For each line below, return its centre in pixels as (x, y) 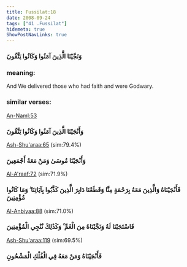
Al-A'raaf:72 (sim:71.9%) (37, 174)
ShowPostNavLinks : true (37, 35)
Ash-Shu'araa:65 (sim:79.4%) (44, 144)
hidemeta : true (26, 29)
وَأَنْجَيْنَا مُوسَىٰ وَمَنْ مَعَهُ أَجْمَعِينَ (46, 160)
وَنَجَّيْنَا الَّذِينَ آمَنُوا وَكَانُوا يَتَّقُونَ (44, 56)
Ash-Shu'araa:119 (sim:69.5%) (44, 240)
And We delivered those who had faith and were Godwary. (80, 86)
